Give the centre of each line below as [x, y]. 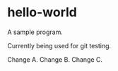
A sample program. [35, 32]
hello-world [42, 12]
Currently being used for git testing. [59, 45]
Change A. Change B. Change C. [55, 59]
